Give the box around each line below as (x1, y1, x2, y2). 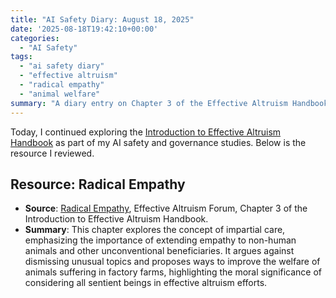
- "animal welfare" (19, 89, 101, 99)
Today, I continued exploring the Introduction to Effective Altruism (10, 126, 282, 138)
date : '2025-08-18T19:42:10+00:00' (10, 24, 159, 34)
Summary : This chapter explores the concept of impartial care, (24, 224, 286, 236)
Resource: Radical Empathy (10, 176, 186, 193)
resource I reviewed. (10, 147, 95, 159)
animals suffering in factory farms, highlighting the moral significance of (24, 266, 323, 278)
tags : (10, 52, 33, 62)
